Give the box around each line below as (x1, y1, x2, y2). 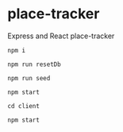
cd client (7, 102, 40, 110)
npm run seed (7, 74, 51, 82)
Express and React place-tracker (7, 31, 115, 41)
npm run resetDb (7, 60, 61, 68)
